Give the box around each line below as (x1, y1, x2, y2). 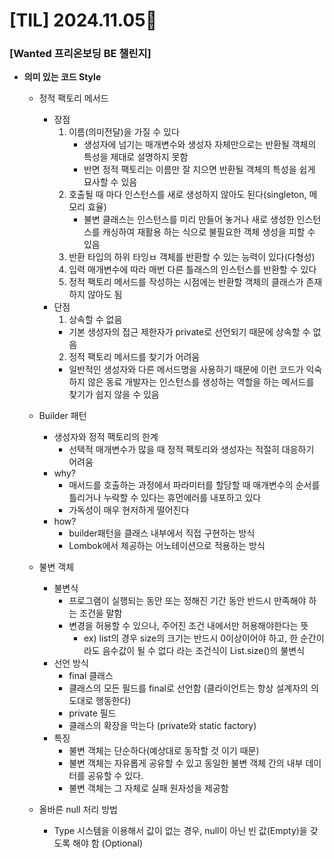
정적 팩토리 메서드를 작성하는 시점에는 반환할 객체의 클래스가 (68, 276, 304, 288)
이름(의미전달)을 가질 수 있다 (68, 126, 180, 138)
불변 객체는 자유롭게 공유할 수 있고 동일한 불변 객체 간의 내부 (68, 757, 304, 769)
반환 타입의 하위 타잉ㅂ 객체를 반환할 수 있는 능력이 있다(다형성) (68, 251, 316, 263)
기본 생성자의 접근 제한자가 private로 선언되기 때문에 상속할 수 (68, 326, 311, 338)
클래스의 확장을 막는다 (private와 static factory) (68, 720, 257, 732)
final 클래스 (68, 670, 114, 682)
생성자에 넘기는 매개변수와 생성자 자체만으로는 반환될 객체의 (83, 139, 317, 151)
